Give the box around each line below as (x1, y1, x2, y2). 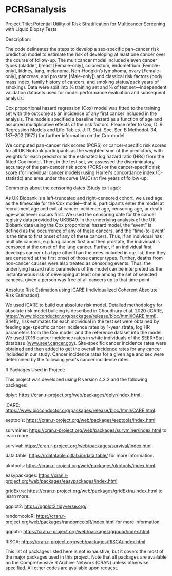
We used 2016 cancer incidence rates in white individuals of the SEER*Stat (5, 335, 164, 341)
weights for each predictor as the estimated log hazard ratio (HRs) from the (5, 153, 164, 159)
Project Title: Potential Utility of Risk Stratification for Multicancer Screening (5, 21, 166, 27)
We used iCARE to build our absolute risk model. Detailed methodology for (5, 302, 163, 308)
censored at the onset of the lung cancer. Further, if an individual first (5, 244, 152, 250)
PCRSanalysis (5, 4, 67, 15)
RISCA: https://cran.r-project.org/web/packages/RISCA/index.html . (5, 538, 147, 545)
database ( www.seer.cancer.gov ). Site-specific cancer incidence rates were (5, 340, 166, 346)
